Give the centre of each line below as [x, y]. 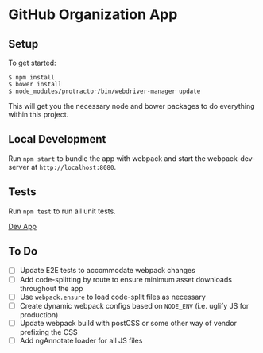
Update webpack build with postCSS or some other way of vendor [128, 323]
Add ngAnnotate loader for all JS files [81, 340]
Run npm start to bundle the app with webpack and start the [107, 158]
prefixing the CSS [48, 332]
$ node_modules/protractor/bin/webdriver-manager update [104, 91]
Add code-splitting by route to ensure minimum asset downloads [126, 279]
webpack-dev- [232, 158]
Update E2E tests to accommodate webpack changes [108, 271]
